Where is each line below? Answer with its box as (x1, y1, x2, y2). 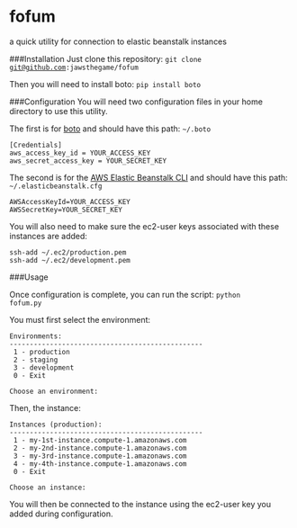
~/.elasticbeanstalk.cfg (9, 182, 103, 191)
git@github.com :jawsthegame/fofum (9, 63, 139, 72)
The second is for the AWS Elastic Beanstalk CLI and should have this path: (9, 172, 288, 183)
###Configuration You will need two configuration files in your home (9, 96, 264, 107)
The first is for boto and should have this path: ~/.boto (9, 123, 211, 134)
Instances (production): (9, 420, 103, 429)
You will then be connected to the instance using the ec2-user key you (9, 498, 272, 509)
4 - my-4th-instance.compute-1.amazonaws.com (13, 459, 187, 469)
